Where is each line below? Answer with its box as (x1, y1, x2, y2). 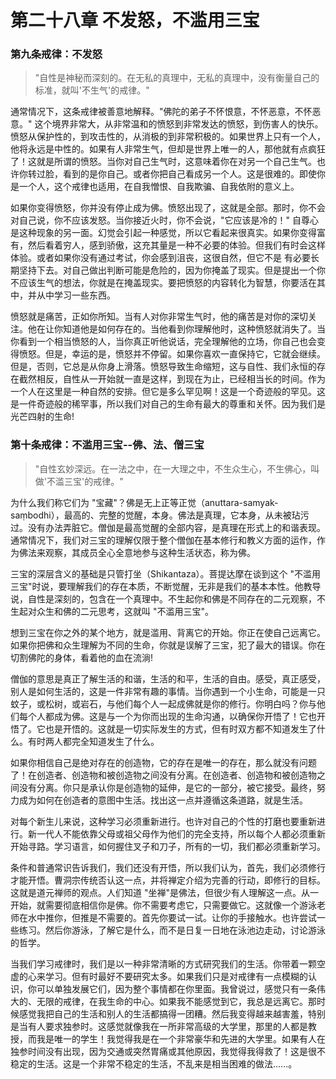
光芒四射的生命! (10, 411, 75, 423)
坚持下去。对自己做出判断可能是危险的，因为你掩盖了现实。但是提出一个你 (18, 264, 326, 276)
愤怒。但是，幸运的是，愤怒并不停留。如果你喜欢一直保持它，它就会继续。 (18, 348, 326, 360)
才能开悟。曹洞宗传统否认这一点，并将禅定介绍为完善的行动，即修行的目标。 (10, 874, 326, 886)
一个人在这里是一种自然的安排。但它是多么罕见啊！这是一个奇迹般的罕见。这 (10, 386, 326, 398)
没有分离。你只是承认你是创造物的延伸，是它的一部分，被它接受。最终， (18, 781, 317, 793)
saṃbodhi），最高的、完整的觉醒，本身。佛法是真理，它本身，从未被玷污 (10, 509, 310, 521)
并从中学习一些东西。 (27, 289, 116, 301)
